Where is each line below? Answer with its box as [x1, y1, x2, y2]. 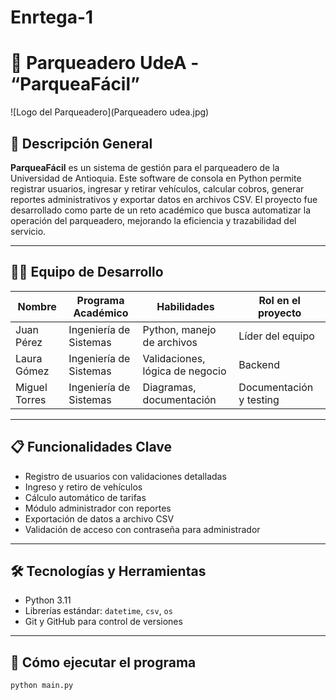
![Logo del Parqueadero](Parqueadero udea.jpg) [10, 106, 210, 118]
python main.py [10, 681, 74, 691]
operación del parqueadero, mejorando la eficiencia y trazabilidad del [10, 214, 297, 226]
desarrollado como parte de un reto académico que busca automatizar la [10, 204, 312, 216]
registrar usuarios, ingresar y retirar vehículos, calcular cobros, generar [10, 182, 305, 195]
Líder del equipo [238, 329, 315, 343]
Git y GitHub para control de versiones [24, 616, 183, 628]
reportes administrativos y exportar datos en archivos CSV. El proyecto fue [10, 193, 318, 205]
